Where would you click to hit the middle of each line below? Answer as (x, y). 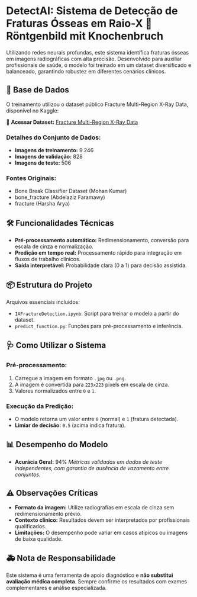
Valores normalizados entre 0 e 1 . (55, 391)
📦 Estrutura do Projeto (49, 285)
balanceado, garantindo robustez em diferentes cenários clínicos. (86, 71)
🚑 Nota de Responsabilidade (61, 558)
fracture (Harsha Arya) (42, 204)
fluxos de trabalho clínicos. (48, 259)
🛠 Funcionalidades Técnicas (60, 223)
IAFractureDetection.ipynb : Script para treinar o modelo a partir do (97, 313)
